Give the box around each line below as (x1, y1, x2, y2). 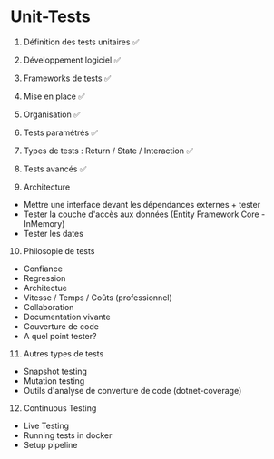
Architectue (23, 282, 67, 293)
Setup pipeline (23, 439, 78, 450)
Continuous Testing (23, 402, 97, 414)
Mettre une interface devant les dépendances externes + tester (23, 199, 261, 210)
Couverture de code (23, 320, 99, 332)
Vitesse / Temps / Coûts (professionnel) (23, 292, 173, 303)
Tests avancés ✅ (23, 163, 87, 174)
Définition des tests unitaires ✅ (23, 36, 140, 47)
